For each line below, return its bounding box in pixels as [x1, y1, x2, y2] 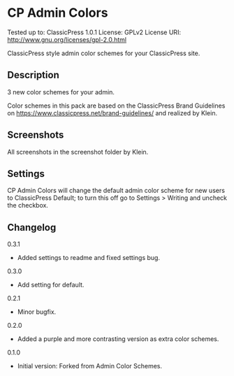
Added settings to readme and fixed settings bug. [17, 254, 161, 262]
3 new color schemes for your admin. [7, 87, 115, 96]
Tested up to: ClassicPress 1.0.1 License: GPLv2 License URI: [7, 28, 182, 36]
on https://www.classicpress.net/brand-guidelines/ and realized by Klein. [7, 108, 218, 117]
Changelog [7, 222, 57, 233]
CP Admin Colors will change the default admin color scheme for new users [7, 187, 226, 195]
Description [7, 69, 59, 81]
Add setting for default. [17, 281, 85, 289]
